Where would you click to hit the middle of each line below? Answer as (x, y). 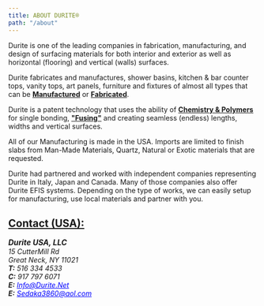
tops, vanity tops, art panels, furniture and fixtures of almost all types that (128, 86)
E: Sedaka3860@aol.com (50, 293)
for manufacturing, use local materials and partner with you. (106, 199)
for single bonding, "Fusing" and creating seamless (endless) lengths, (123, 118)
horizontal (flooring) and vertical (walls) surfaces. (89, 62)
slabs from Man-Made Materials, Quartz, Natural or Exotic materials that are (132, 150)
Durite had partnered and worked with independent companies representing (132, 174)
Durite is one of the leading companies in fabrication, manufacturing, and (127, 45)
